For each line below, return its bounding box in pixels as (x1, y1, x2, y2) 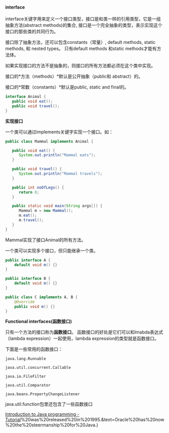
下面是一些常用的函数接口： (5, 346, 63, 352)
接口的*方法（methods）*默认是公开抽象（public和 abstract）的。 (5, 73, 143, 79)
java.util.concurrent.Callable (5, 365, 71, 370)
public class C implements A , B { (5, 295, 78, 300)
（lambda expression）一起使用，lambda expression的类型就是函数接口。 (5, 335, 159, 342)
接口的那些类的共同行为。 (5, 28, 59, 35)
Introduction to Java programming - (5, 411, 80, 417)
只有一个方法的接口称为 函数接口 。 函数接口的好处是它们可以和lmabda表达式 (5, 329, 163, 335)
